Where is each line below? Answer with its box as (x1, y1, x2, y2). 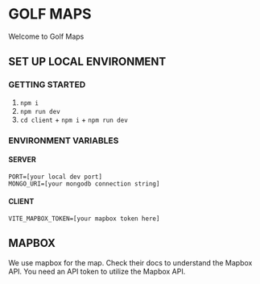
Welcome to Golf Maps (8, 31, 85, 41)
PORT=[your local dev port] (8, 173, 103, 181)
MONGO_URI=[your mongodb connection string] (8, 179, 160, 188)
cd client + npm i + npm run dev (19, 115, 129, 124)
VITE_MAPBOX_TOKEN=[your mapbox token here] (8, 215, 160, 223)
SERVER (8, 155, 36, 165)
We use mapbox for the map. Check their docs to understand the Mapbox (8, 257, 253, 267)
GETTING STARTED (8, 79, 86, 90)
